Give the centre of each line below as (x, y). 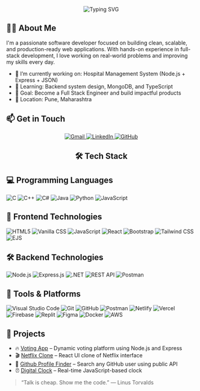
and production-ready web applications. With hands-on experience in (93, 49)
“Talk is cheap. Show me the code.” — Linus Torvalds (87, 383)
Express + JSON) (36, 80)
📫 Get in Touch (36, 119)
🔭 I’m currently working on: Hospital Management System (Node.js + (100, 74)
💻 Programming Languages (60, 180)
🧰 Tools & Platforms (44, 294)
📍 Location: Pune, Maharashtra (53, 99)
